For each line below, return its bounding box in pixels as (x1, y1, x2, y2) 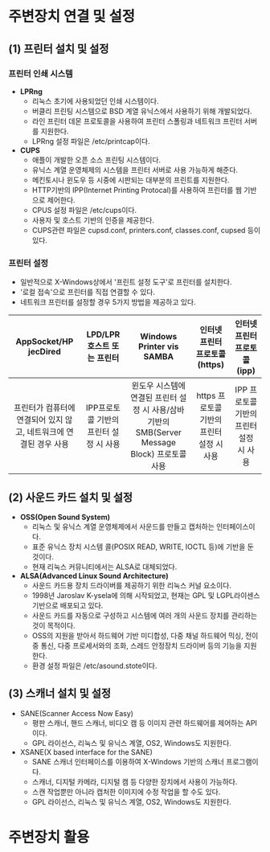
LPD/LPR (86, 329, 121, 340)
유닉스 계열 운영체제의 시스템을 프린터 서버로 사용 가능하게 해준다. (31, 165, 239, 174)
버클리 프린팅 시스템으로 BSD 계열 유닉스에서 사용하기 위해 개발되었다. (31, 106, 252, 116)
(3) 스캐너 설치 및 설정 (8, 686, 111, 700)
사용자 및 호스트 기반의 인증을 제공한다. (31, 215, 155, 225)
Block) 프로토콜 (130, 449, 187, 460)
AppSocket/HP (15, 336, 74, 347)
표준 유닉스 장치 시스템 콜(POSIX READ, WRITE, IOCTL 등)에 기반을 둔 (31, 542, 255, 551)
